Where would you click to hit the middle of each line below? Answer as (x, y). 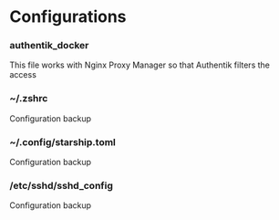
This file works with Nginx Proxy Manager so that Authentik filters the (140, 65)
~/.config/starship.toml (63, 141)
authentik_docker (49, 46)
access (23, 75)
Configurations (68, 17)
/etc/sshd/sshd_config (62, 186)
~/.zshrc (29, 99)
